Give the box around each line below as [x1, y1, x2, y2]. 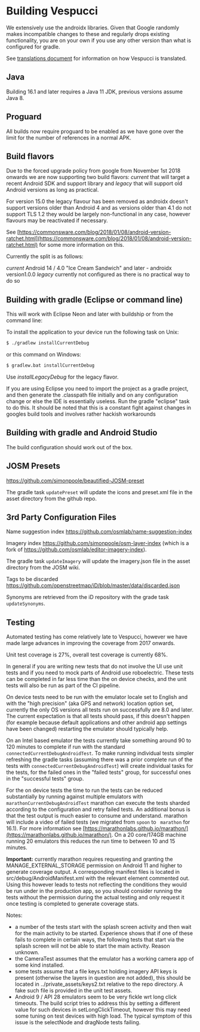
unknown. [14, 949, 40, 956]
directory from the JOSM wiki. [6, 564, 81, 571]
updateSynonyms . [6, 600, 46, 607]
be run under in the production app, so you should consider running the [6, 888, 182, 895]
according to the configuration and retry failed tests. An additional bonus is [6, 806, 191, 813]
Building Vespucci [6, 4, 99, 18]
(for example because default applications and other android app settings [6, 719, 187, 726]
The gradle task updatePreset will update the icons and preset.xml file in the [6, 488, 193, 495]
